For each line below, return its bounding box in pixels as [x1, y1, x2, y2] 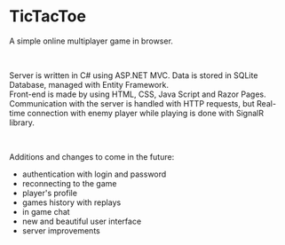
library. [9, 117, 36, 128]
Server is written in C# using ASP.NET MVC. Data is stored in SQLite [9, 69, 258, 81]
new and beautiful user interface [21, 216, 142, 226]
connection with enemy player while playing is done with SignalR [27, 107, 265, 118]
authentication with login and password [21, 169, 167, 179]
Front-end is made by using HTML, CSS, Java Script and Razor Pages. [9, 89, 266, 99]
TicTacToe [9, 6, 87, 27]
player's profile [21, 187, 78, 198]
